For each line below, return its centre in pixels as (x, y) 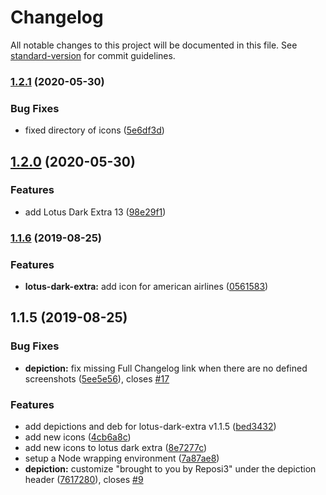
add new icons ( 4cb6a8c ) (78, 437)
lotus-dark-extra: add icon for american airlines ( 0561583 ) (146, 287)
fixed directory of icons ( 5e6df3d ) (94, 130)
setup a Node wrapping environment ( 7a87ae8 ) (122, 458)
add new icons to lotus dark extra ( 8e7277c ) (116, 448)
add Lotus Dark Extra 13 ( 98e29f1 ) (95, 212)
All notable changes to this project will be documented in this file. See (154, 45)
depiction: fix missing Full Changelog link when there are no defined (166, 368)
